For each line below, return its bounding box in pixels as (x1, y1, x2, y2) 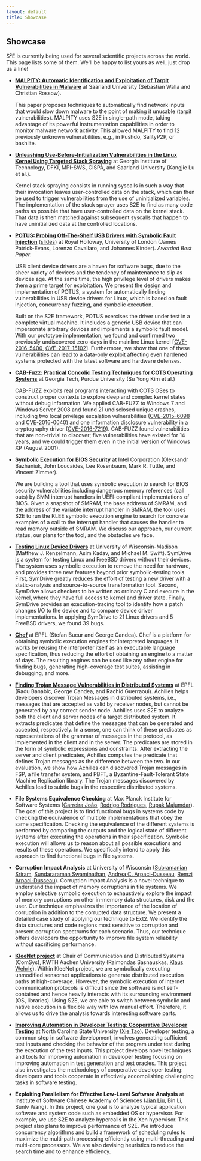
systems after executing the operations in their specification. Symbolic (14, 833, 189, 841)
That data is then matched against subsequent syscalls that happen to (14, 214, 188, 221)
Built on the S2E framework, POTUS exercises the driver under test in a (14, 313, 190, 320)
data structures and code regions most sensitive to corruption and (14, 921, 178, 929)
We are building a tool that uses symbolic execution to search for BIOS (14, 480, 189, 488)
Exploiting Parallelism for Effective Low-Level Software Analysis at (14, 1091, 184, 1098)
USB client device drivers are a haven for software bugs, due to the (14, 262, 181, 270)
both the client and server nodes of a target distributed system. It (14, 713, 176, 721)
